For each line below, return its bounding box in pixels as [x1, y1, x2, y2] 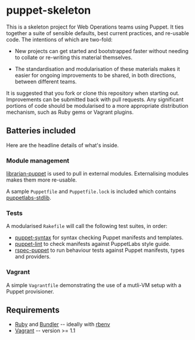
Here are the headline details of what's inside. [6, 141, 119, 149]
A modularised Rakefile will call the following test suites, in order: [6, 223, 168, 230]
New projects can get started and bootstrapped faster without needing [14, 47, 189, 54]
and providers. [14, 253, 51, 260]
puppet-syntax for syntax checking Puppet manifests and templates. [14, 234, 184, 241]
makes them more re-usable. [6, 176, 78, 183]
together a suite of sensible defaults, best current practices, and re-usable [6, 29, 190, 36]
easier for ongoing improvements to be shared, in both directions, [14, 71, 177, 79]
